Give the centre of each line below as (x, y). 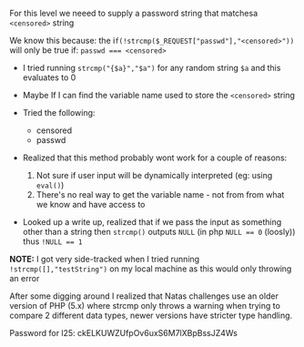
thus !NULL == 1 (52, 241)
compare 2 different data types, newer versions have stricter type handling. (151, 315)
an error (25, 278)
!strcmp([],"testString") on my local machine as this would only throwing (151, 269)
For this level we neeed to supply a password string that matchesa (134, 13)
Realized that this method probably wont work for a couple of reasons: (155, 158)
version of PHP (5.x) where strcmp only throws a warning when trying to (145, 306)
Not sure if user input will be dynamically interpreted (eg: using (154, 175)
